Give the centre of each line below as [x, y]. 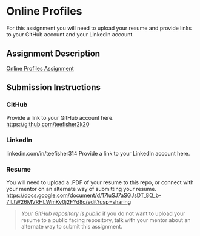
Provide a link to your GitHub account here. [60, 118]
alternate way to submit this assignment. [72, 227]
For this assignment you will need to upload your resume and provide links [99, 28]
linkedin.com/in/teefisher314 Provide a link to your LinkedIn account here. [98, 153]
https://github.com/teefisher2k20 [48, 124]
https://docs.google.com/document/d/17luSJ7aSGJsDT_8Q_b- [84, 195]
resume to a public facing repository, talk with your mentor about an [106, 220]
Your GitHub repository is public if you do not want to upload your [103, 213]
